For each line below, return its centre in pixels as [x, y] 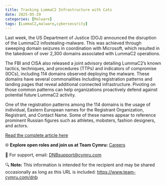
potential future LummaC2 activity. [41, 95]
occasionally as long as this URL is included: [50, 172]
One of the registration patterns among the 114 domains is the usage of [78, 104]
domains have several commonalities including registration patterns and [79, 79]
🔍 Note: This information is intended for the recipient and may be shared [80, 165]
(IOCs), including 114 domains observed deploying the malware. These [77, 74]
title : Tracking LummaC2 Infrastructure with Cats [59, 10]
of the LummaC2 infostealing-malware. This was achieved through [73, 43]
